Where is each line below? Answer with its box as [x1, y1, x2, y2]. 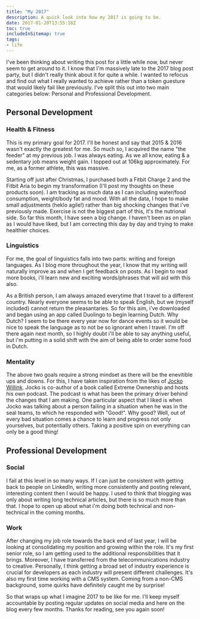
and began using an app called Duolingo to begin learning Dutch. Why [6, 311, 179, 318]
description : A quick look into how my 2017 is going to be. [6, 14, 162, 20]
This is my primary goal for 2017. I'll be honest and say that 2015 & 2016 [6, 138, 182, 146]
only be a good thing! [6, 428, 59, 436]
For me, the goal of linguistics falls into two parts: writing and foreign [6, 255, 176, 262]
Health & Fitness [6, 125, 55, 134]
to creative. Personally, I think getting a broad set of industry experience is [6, 562, 189, 570]
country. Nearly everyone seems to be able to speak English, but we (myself [6, 298, 194, 305]
